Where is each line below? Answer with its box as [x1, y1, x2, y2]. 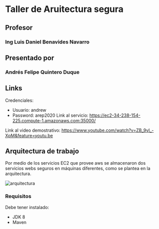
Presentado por [5, 53, 55, 62]
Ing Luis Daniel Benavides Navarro [5, 38, 90, 45]
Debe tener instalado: [5, 204, 49, 210]
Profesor [5, 23, 33, 32]
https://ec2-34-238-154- [89, 112, 141, 118]
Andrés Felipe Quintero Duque [5, 68, 79, 75]
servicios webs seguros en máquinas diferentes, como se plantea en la [5, 166, 151, 172]
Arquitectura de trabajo [5, 147, 79, 156]
